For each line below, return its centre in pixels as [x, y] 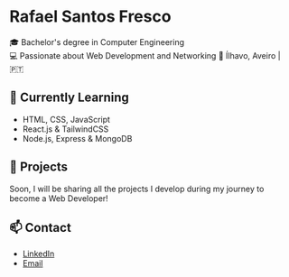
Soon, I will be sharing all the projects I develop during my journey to [137, 189]
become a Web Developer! [59, 198]
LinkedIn [38, 254]
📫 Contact [41, 227]
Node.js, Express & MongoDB [77, 138]
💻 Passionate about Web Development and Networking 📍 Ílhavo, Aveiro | [145, 55]
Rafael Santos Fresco [90, 17]
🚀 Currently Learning [69, 98]
